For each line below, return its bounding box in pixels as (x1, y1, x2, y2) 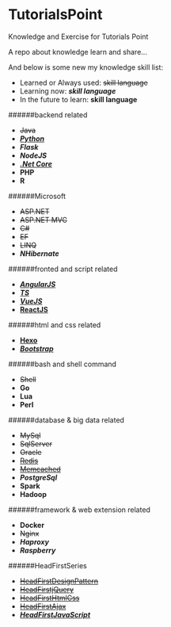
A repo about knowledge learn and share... (8, 47, 148, 56)
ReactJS (19, 304, 49, 314)
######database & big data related (8, 415, 125, 425)
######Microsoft (8, 191, 66, 201)
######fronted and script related (8, 264, 118, 273)
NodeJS (19, 151, 47, 160)
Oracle (19, 447, 42, 457)
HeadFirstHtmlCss (19, 593, 80, 602)
